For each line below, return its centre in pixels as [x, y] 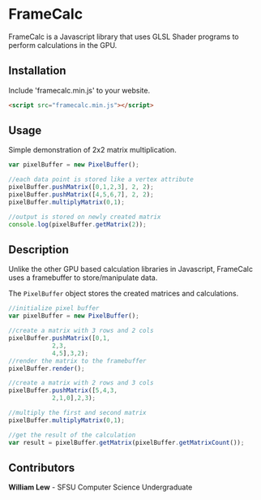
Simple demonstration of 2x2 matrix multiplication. [92, 150]
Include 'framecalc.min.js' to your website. [79, 90]
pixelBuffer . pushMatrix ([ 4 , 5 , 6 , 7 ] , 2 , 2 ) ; [81, 195]
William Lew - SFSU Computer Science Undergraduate [101, 487]
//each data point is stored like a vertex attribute [101, 179]
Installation [37, 71]
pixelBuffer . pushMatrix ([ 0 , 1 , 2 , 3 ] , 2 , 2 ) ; [81, 187]
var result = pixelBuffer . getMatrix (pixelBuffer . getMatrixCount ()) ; [126, 442]
